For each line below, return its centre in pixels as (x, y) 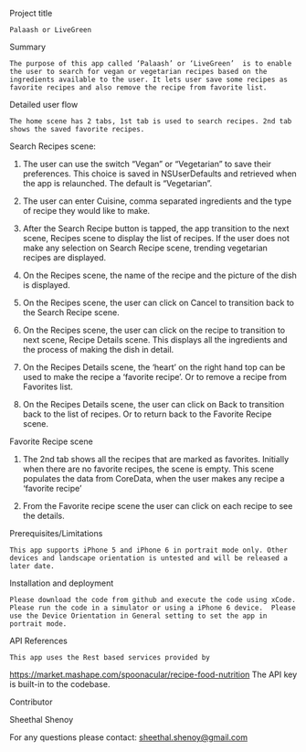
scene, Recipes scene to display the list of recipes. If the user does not (156, 238)
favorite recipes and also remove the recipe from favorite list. (138, 88)
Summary (28, 47)
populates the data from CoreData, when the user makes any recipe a (153, 478)
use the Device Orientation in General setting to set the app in (138, 616)
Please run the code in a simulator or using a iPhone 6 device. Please (153, 608)
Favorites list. (47, 387)
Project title (31, 13)
